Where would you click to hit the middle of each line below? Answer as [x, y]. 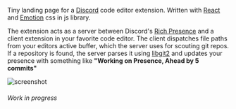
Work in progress [32, 98]
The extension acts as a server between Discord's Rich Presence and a [111, 31]
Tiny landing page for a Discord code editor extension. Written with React [114, 10]
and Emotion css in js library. [49, 17]
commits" [22, 68]
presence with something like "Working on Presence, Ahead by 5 [103, 61]
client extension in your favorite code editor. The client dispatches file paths [117, 38]
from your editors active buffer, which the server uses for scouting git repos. [118, 46]
